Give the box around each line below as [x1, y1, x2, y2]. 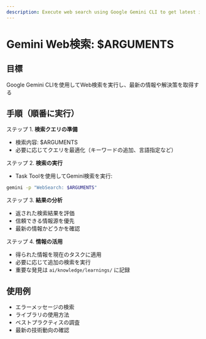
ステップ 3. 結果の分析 [6, 197, 63, 204]
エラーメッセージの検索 [15, 303, 75, 311]
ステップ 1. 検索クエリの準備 [6, 126, 78, 133]
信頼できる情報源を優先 [15, 217, 75, 224]
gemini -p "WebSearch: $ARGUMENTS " [6, 185, 97, 191]
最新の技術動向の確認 [15, 326, 69, 334]
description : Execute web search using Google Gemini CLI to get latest [6, 9, 196, 15]
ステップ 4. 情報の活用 [6, 238, 63, 245]
